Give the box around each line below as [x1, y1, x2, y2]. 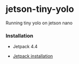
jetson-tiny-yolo [5, 3, 74, 15]
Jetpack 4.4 [12, 44, 38, 50]
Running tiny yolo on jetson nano [5, 20, 73, 26]
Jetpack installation [12, 53, 53, 59]
